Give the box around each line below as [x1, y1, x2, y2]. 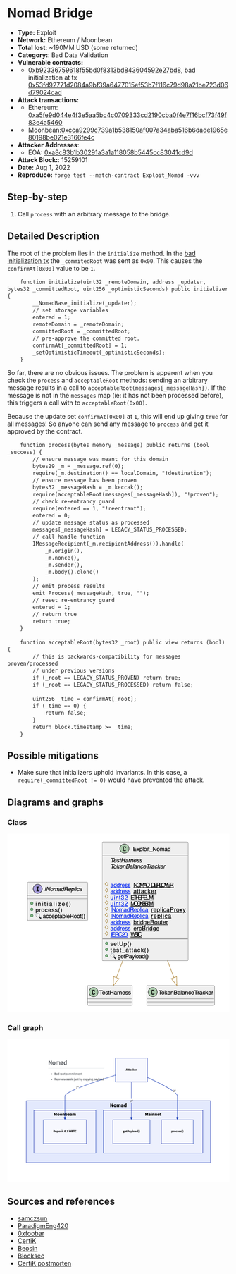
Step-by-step [7, 191, 68, 203]
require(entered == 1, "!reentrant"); [32, 505, 147, 512]
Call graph [7, 1022, 44, 1032]
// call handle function [32, 533, 106, 540]
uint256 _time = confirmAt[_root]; [32, 695, 137, 702]
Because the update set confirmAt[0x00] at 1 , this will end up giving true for [7, 412, 228, 420]
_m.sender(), [44, 561, 83, 568]
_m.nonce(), [44, 554, 80, 561]
